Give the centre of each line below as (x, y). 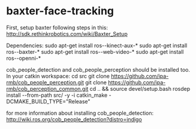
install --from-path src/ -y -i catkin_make (57, 95)
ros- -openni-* (24, 58)
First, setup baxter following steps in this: (57, 27)
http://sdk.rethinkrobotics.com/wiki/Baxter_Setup (67, 33)
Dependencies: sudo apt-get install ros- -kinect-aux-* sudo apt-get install (97, 45)
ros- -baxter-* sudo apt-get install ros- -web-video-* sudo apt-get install (95, 51)
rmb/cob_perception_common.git (47, 88)
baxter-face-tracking (60, 11)
